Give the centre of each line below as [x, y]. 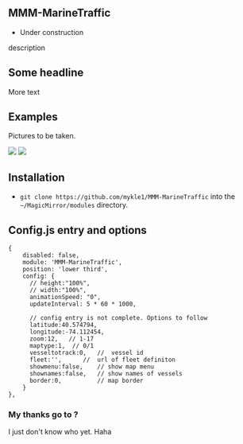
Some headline [46, 73]
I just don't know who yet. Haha [60, 432]
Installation [37, 177]
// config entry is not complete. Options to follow [118, 318]
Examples [33, 117]
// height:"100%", [60, 283]
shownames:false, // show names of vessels [106, 374]
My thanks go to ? [43, 415]
